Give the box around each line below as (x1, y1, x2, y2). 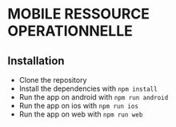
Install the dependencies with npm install (18, 84, 158, 93)
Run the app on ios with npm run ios (18, 101, 139, 110)
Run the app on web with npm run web (18, 109, 143, 119)
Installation (7, 54, 65, 68)
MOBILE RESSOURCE (7, 5, 150, 23)
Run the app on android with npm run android (18, 92, 169, 101)
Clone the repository (18, 76, 87, 84)
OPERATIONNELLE (7, 22, 134, 40)
